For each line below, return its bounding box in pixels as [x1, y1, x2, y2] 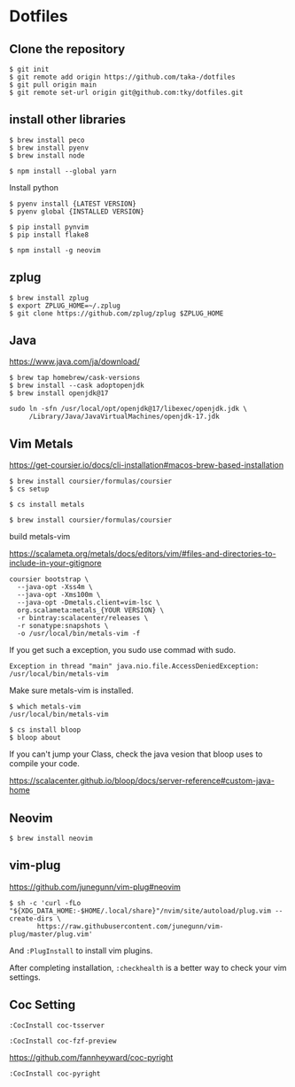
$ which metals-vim [9, 703, 82, 711]
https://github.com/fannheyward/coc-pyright [9, 1052, 174, 1062]
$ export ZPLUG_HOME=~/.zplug [9, 301, 121, 310]
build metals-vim [9, 532, 71, 542]
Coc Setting [9, 998, 76, 1013]
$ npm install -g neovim [9, 245, 101, 254]
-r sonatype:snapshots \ [17, 622, 109, 631]
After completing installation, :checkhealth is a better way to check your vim [9, 962, 287, 973]
